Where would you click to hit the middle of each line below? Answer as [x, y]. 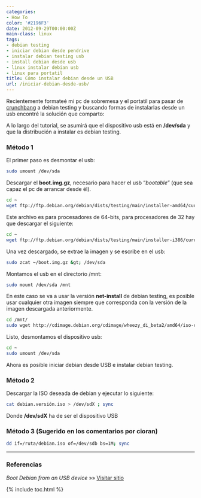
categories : [21, 12]
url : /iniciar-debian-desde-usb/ [48, 84]
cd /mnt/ [17, 320]
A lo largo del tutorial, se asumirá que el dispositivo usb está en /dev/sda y [98, 125]
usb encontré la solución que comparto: [55, 114]
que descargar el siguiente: [40, 223]
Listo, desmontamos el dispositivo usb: [54, 337]
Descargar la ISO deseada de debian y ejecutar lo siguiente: [80, 393]
